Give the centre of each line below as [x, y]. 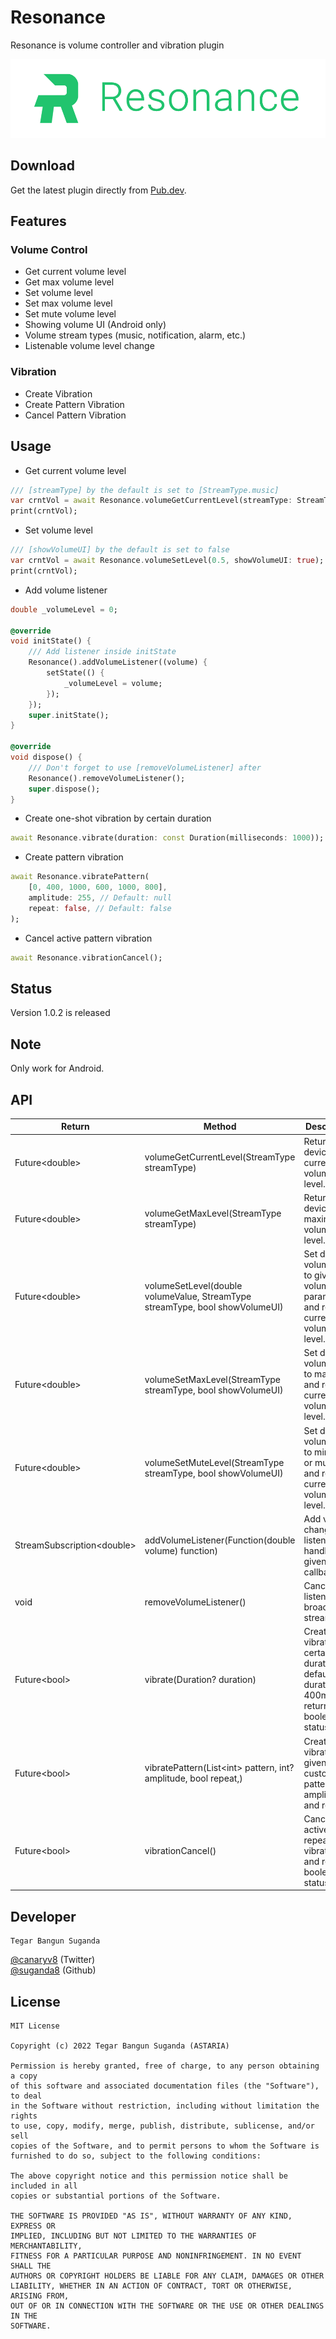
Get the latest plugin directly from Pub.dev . [98, 190]
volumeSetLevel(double [193, 1286]
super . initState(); [69, 715]
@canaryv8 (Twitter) [53, 1960]
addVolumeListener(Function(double [220, 1540]
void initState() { [51, 641]
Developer [43, 1916]
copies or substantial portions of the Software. [116, 2196]
